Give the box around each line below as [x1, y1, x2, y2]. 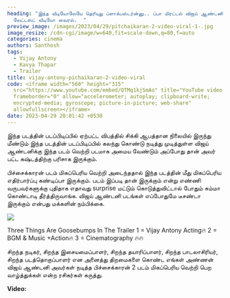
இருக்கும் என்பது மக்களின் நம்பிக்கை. [7, 199, 105, 207]
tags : [7, 49, 23, 56]
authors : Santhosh [7, 42, 60, 49]
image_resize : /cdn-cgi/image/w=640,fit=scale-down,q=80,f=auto [7, 29, 195, 36]
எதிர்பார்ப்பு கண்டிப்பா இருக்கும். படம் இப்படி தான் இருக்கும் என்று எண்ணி [7, 176, 201, 184]
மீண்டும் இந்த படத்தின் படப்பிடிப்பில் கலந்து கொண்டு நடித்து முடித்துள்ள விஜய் [7, 139, 209, 147]
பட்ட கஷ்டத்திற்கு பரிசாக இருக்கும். [7, 154, 97, 162]
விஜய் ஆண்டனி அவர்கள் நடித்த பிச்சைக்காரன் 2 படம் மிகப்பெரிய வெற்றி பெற [7, 263, 211, 271]
